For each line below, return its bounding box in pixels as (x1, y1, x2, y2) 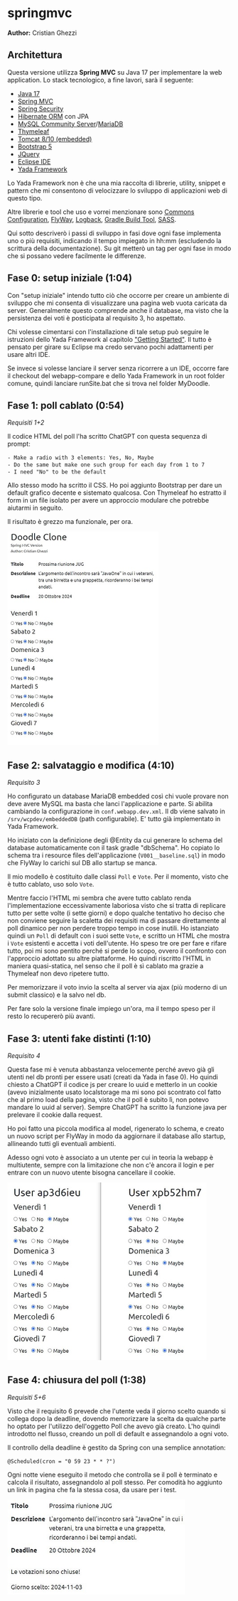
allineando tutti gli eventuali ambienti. (7, 1140, 117, 1147)
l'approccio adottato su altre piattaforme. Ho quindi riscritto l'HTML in (7, 954, 211, 963)
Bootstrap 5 (17, 142, 53, 151)
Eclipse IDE (17, 157, 51, 166)
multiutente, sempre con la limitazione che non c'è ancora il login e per (7, 1161, 215, 1169)
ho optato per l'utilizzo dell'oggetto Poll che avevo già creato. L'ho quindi (7, 1422, 220, 1430)
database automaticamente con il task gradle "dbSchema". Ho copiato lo (7, 844, 220, 852)
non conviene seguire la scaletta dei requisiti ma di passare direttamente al (7, 916, 227, 925)
